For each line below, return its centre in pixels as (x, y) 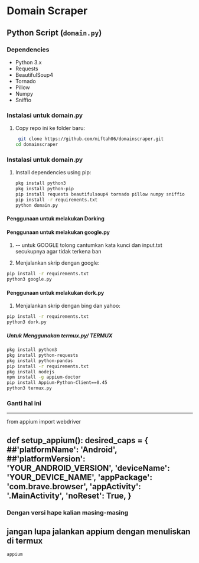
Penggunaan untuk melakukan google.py (58, 232)
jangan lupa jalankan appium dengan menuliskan (99, 532)
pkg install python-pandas (40, 361)
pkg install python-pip (45, 189)
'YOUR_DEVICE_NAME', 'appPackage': (80, 477)
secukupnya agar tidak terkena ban (58, 252)
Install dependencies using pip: (53, 173)
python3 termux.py (29, 388)
